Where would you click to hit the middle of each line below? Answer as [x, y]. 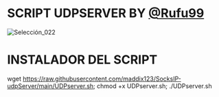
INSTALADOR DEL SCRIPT [82, 60]
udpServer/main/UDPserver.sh [50, 86]
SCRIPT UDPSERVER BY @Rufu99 [106, 13]
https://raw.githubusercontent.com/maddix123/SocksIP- [102, 79]
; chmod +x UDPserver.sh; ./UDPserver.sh [152, 86]
